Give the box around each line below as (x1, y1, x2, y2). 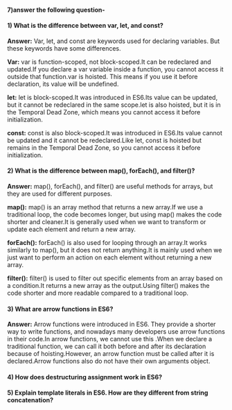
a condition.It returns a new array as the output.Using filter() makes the (7, 282, 210, 289)
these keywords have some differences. (7, 44, 121, 52)
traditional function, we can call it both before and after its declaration (7, 342, 206, 350)
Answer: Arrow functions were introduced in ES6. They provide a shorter (7, 320, 216, 329)
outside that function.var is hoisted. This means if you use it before (7, 72, 198, 80)
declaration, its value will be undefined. (7, 80, 119, 88)
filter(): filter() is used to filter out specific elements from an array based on (7, 274, 223, 282)
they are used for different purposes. (7, 189, 113, 198)
